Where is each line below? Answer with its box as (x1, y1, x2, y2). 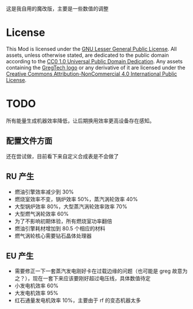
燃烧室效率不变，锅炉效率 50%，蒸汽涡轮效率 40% (14, 195, 139, 202)
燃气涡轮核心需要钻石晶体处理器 (14, 232, 92, 239)
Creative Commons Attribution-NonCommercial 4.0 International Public (6, 70, 177, 77)
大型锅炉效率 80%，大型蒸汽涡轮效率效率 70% (14, 203, 127, 210)
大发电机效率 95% (14, 290, 58, 297)
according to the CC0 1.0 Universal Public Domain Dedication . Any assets (6, 57, 183, 64)
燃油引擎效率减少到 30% (14, 188, 74, 195)
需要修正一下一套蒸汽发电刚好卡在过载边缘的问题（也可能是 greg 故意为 (14, 267, 188, 274)
